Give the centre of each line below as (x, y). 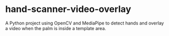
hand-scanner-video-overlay (68, 9)
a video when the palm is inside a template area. (56, 28)
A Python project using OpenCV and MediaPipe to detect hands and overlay (84, 23)
